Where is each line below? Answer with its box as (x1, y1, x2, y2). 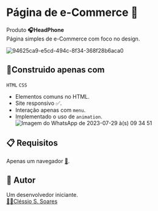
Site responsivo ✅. (15, 99, 62, 107)
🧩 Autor (6, 175, 36, 185)
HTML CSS (6, 82, 27, 88)
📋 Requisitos (6, 138, 58, 148)
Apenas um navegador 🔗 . (6, 157, 70, 164)
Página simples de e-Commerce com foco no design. (6, 35, 140, 42)
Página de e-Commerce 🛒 (6, 6, 138, 20)
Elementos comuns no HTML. (15, 93, 90, 100)
